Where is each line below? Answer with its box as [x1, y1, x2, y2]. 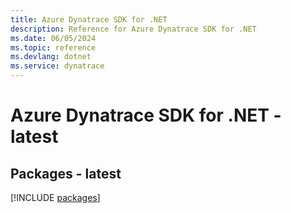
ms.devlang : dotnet [10, 52, 92, 62]
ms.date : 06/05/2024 [10, 33, 97, 43]
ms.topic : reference [10, 42, 97, 53]
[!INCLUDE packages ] [10, 192, 101, 203]
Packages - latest [10, 165, 122, 182]
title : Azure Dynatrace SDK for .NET [10, 14, 168, 25]
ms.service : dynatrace [10, 61, 105, 71]
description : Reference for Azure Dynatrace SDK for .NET [10, 24, 257, 34]
